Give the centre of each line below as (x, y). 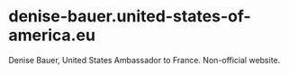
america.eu (52, 35)
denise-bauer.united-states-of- (130, 16)
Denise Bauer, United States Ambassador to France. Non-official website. (144, 60)
